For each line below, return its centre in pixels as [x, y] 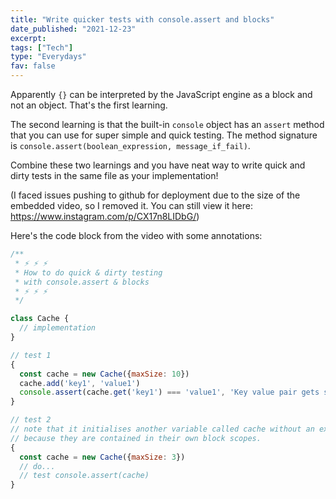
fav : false [33, 66]
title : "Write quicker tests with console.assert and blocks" [142, 19]
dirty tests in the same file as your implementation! [114, 175]
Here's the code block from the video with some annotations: [136, 235]
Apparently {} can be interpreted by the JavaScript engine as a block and [161, 94]
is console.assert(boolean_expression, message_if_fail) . [130, 145]
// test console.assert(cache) [84, 476]
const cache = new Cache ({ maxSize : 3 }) [102, 457]
